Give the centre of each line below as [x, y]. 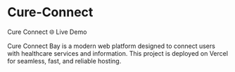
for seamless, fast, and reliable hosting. [64, 61]
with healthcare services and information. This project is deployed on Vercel [118, 53]
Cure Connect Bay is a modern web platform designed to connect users [112, 46]
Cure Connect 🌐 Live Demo [47, 32]
